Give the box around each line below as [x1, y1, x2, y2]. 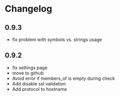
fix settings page [12, 64, 48, 71]
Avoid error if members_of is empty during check [12, 75, 115, 81]
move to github [12, 70, 44, 76]
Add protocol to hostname [12, 86, 67, 92]
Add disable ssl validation [12, 80, 66, 86]
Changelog [5, 3, 52, 15]
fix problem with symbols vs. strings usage [12, 36, 102, 42]
